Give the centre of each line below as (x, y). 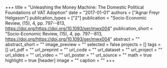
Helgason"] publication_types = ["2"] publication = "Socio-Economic (76, 18)
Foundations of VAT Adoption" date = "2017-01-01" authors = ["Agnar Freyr (82, 12)
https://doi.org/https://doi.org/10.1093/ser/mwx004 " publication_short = (79, 28)
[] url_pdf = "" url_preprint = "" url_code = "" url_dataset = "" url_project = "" (84, 50)
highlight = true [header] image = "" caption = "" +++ (60, 60)
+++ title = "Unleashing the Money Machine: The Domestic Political (74, 7)
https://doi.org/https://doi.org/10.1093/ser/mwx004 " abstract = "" (72, 39)
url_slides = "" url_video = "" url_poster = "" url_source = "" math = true (78, 55)
